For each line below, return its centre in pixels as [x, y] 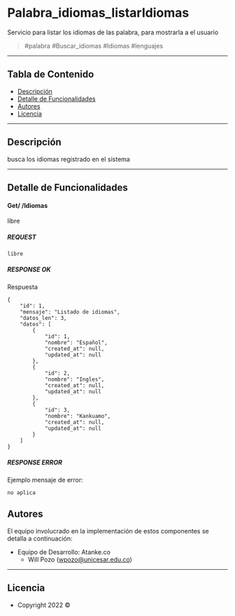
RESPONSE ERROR [35, 462]
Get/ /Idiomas [28, 205]
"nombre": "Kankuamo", [78, 416]
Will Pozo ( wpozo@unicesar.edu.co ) [80, 559]
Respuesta [23, 287]
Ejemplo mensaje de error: [45, 480]
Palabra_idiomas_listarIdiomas [98, 13]
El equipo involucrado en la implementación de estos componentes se [108, 531]
